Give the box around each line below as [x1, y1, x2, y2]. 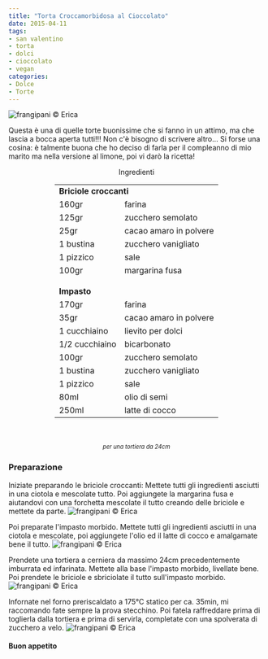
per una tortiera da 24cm [102, 443, 171, 452]
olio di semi [124, 391, 168, 403]
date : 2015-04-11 [8, 20, 67, 28]
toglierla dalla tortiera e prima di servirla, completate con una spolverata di [8, 613, 257, 623]
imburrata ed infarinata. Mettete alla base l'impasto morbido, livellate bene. [8, 563, 260, 574]
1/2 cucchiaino [58, 338, 117, 350]
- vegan [8, 65, 35, 73]
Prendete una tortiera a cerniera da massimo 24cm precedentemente [8, 555, 240, 565]
